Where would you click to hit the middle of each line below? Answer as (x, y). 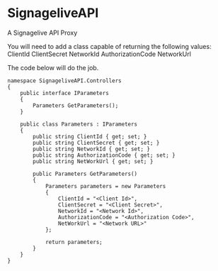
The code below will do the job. (53, 67)
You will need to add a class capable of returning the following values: (109, 46)
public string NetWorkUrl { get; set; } (93, 161)
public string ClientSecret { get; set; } (96, 143)
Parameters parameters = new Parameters (105, 186)
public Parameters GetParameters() (85, 174)
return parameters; (74, 242)
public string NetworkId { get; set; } (92, 149)
